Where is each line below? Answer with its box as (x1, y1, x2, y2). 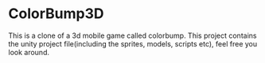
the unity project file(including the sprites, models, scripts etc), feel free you (8, 39, 258, 48)
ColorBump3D (8, 5, 104, 23)
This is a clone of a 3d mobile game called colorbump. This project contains (8, 31, 257, 40)
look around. (8, 47, 50, 57)
